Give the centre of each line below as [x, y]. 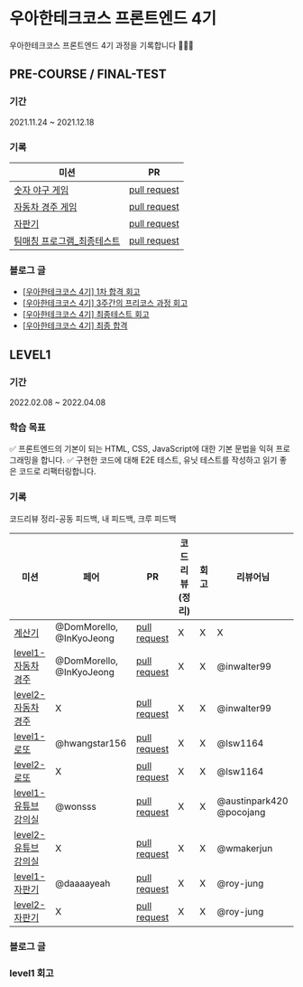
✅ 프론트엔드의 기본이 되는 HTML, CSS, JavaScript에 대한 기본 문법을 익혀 [142, 449]
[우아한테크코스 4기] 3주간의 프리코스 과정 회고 [105, 303]
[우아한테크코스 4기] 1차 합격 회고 [81, 292]
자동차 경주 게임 [46, 207]
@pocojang [241, 812]
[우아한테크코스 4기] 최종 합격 [75, 325]
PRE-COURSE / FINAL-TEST [88, 75]
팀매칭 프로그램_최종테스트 [67, 240]
